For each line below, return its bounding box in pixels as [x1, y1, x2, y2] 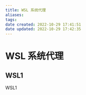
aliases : [5, 12, 24, 17]
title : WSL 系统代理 [5, 7, 46, 13]
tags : [5, 17, 17, 22]
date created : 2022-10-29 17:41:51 [5, 22, 81, 27]
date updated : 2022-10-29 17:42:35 [5, 27, 81, 32]
